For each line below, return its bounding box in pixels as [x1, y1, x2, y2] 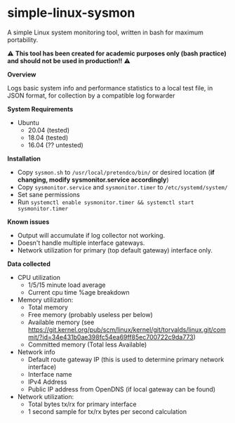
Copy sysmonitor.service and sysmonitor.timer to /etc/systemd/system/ [17, 182, 228, 191]
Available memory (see [27, 318, 95, 326]
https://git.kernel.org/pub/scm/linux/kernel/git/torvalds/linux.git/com [27, 325, 226, 334]
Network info [17, 347, 55, 356]
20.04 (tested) [27, 126, 70, 134]
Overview [7, 70, 36, 79]
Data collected [7, 260, 51, 268]
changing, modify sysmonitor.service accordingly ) [17, 175, 170, 184]
